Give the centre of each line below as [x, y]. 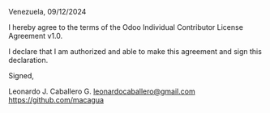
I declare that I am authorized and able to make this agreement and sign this [135, 51]
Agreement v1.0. [36, 36]
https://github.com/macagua [56, 100]
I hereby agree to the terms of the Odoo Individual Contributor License [126, 27]
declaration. [28, 60]
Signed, [21, 75]
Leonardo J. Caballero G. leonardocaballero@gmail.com [102, 91]
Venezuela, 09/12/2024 [47, 12]
